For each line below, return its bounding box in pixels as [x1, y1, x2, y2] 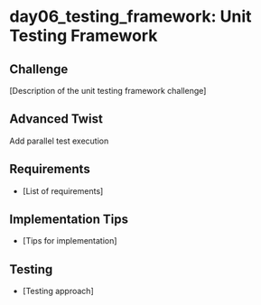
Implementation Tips [9, 212, 129, 227]
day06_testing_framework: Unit [9, 6, 252, 27]
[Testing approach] [22, 286, 94, 297]
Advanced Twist [9, 111, 104, 127]
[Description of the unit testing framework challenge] [9, 86, 207, 96]
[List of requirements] [22, 185, 104, 196]
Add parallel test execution [9, 135, 109, 146]
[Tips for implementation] [22, 236, 117, 246]
